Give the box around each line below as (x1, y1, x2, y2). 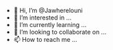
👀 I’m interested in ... (13, 14, 72, 22)
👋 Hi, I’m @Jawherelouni (13, 7, 84, 14)
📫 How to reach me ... (13, 36, 77, 43)
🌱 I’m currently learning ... (13, 21, 87, 28)
